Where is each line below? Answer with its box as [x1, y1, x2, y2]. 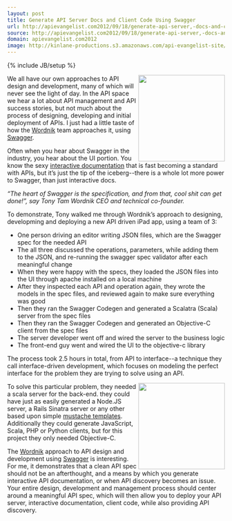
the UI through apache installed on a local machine [17, 275, 162, 283]
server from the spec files [17, 312, 91, 320]
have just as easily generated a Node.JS [7, 397, 122, 405]
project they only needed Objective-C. [7, 434, 116, 442]
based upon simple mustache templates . [7, 412, 123, 420]
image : [7, 42, 26, 49]
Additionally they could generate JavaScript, [7, 419, 133, 427]
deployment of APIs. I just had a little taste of [7, 119, 135, 126]
